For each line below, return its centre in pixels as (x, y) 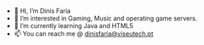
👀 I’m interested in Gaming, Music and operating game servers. (106, 18)
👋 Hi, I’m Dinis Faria (42, 11)
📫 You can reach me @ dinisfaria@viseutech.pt (84, 34)
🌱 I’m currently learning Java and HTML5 (74, 26)
